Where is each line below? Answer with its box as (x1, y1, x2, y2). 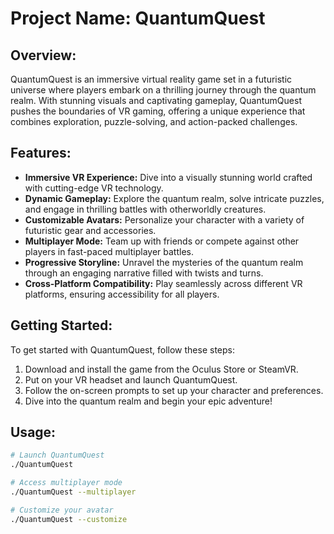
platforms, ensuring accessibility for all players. (24, 288, 220, 300)
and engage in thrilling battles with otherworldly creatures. (24, 203, 267, 215)
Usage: (10, 424, 57, 441)
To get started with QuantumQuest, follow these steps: (10, 343, 235, 356)
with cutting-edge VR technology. (24, 182, 164, 194)
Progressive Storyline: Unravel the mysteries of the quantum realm (24, 256, 304, 268)
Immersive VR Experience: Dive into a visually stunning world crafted (24, 171, 313, 183)
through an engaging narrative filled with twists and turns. (24, 267, 264, 279)
